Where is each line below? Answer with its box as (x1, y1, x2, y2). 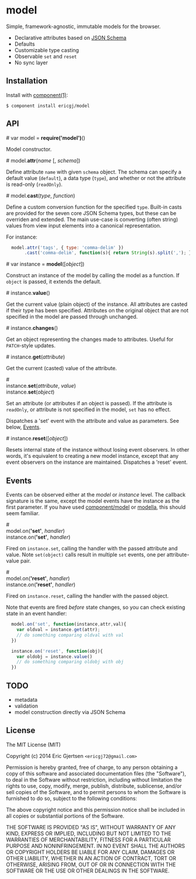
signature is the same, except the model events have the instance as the (6, 498, 180, 505)
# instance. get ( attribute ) (6, 353, 65, 360)
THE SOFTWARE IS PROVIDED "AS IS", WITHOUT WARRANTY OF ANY (6, 823, 176, 830)
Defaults (14, 40, 35, 47)
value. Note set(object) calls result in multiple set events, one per (6, 551, 166, 559)
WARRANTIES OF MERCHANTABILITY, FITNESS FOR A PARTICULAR (6, 836, 171, 843)
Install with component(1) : (6, 91, 68, 98)
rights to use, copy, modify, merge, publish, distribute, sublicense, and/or (6, 782, 182, 790)
